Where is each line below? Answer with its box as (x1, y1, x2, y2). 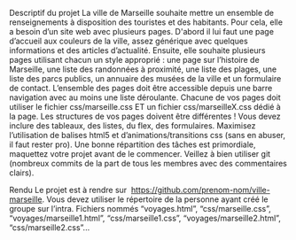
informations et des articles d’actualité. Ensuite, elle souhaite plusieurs (9, 45, 266, 56)
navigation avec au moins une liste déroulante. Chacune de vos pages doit (9, 92, 281, 103)
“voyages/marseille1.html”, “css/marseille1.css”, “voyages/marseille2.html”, (9, 213, 281, 223)
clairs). (9, 167, 35, 178)
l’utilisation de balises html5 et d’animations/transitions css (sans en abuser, (9, 130, 286, 140)
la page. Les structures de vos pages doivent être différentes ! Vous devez (9, 111, 281, 121)
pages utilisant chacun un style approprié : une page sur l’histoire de (9, 55, 260, 65)
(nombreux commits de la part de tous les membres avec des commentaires (9, 159, 288, 168)
